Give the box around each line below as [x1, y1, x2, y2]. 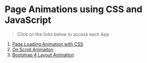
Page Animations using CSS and [5, 4, 142, 15]
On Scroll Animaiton [12, 46, 54, 52]
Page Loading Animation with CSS [12, 41, 84, 47]
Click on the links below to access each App [17, 31, 110, 37]
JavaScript [5, 14, 52, 26]
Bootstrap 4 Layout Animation [12, 52, 74, 58]
